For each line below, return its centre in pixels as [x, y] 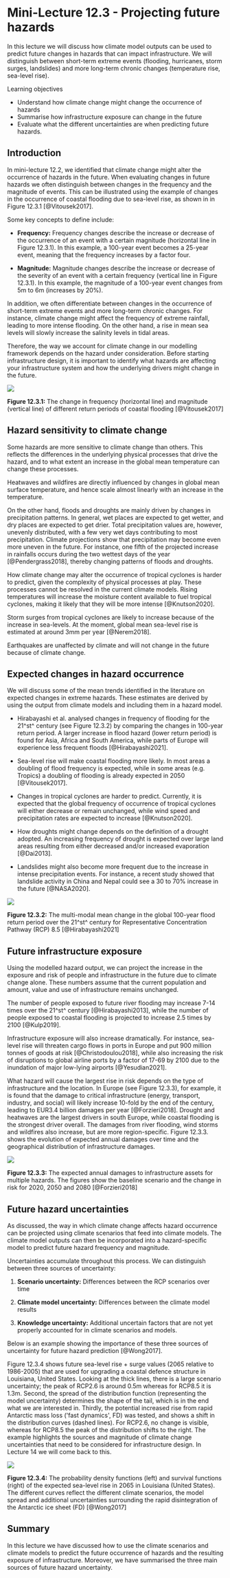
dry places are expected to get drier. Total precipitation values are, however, [115, 525]
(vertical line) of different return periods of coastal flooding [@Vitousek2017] [115, 409]
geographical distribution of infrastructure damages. [81, 1147]
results [27, 1309]
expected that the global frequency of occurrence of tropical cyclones [116, 803]
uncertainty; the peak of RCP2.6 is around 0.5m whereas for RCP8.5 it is [109, 1386]
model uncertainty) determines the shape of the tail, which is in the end [108, 1401]
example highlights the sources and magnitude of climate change [100, 1437]
